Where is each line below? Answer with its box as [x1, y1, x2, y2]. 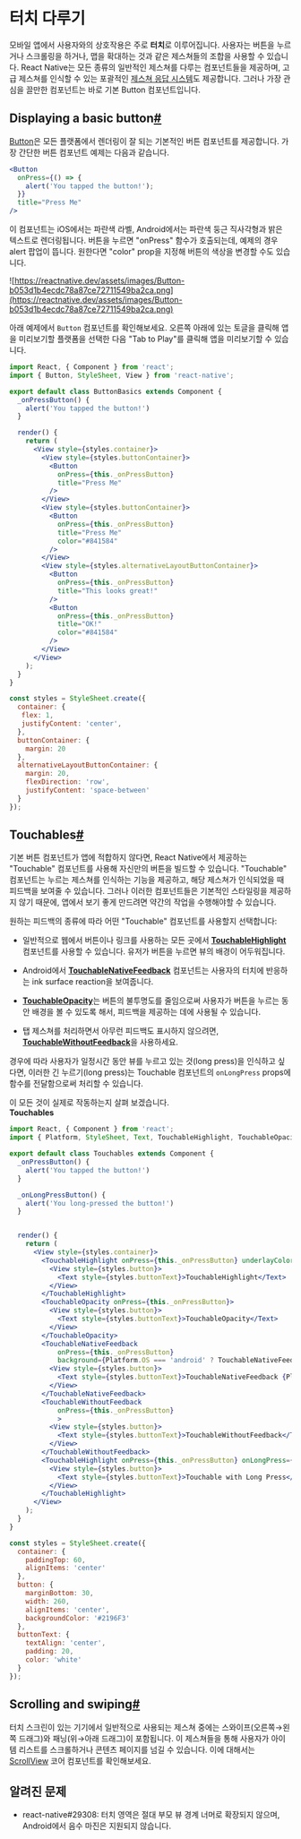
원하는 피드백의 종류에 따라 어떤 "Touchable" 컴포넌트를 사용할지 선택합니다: [9, 915, 278, 927]
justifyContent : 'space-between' [25, 786, 150, 795]
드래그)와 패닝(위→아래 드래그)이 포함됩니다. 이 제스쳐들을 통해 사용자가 [18, 1732, 270, 1743]
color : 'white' [25, 1655, 82, 1664]
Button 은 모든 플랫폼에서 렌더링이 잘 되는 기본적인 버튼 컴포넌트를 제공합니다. [9, 135, 279, 146]
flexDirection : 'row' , [25, 778, 110, 786]
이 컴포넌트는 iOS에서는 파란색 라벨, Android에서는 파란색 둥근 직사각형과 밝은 [9, 224, 283, 234]
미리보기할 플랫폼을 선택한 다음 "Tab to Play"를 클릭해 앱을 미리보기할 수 [18, 333, 273, 344]
